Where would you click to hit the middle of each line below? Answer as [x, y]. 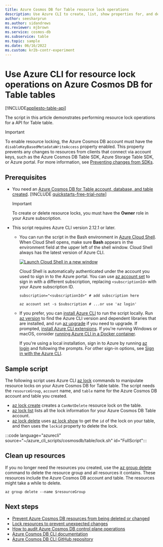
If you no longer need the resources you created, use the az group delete [78, 467]
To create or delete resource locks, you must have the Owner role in [80, 213]
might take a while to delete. [33, 483]
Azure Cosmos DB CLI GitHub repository [53, 539]
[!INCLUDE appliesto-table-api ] [36, 108]
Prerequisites [26, 177]
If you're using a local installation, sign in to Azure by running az [83, 343]
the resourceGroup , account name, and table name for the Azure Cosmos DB [81, 391]
